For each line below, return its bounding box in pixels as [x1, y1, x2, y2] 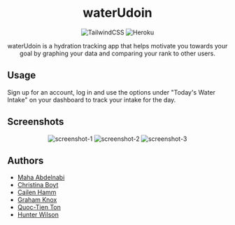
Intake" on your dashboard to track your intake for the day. [7, 95, 176, 104]
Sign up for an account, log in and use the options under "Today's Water [7, 88, 215, 96]
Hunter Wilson [17, 210, 59, 219]
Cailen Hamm [17, 188, 57, 197]
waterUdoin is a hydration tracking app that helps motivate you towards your [7, 41, 228, 50]
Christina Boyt [17, 181, 59, 189]
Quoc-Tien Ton [17, 203, 61, 212]
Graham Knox [17, 196, 57, 204]
